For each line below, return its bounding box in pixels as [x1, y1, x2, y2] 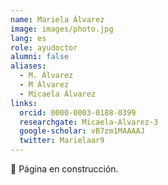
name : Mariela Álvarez [10, 14, 105, 25]
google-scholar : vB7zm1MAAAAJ [19, 126, 145, 136]
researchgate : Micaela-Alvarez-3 [19, 117, 159, 127]
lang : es [10, 33, 47, 43]
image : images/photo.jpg [10, 24, 114, 34]
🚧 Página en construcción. [10, 163, 119, 175]
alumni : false [10, 52, 70, 62]
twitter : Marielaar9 [19, 136, 105, 146]
